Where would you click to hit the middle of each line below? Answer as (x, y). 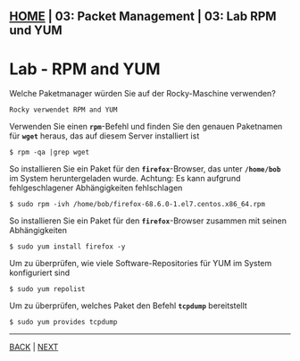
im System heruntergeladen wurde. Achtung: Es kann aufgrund (125, 179)
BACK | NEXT (34, 347)
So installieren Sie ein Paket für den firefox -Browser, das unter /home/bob (145, 169)
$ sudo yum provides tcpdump (63, 323)
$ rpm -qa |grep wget (50, 153)
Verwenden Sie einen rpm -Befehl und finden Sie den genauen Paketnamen (146, 127)
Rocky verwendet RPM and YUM (63, 110)
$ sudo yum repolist (48, 290)
